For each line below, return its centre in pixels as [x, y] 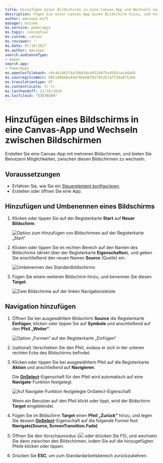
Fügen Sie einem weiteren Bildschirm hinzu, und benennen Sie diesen [82, 277]
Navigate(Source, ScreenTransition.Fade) [55, 426]
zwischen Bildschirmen [53, 140]
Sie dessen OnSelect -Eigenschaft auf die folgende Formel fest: [75, 420]
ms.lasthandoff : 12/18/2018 [33, 91]
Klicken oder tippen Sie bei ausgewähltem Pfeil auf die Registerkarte [81, 362]
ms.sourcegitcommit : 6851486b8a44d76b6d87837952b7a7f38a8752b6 [70, 77]
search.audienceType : [27, 55]
